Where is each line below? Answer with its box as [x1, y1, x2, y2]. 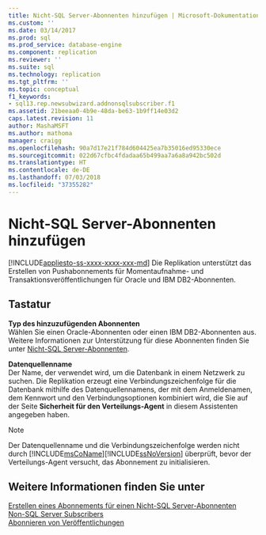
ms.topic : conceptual [8, 85, 80, 93]
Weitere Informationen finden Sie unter [8, 480, 205, 493]
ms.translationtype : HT [8, 159, 87, 167]
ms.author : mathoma [8, 129, 73, 137]
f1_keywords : [8, 93, 51, 101]
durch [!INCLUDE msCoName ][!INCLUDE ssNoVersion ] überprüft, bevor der [8, 449, 252, 458]
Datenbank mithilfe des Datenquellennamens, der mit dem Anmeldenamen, [8, 385, 253, 394]
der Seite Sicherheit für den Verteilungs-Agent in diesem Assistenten [8, 401, 238, 411]
